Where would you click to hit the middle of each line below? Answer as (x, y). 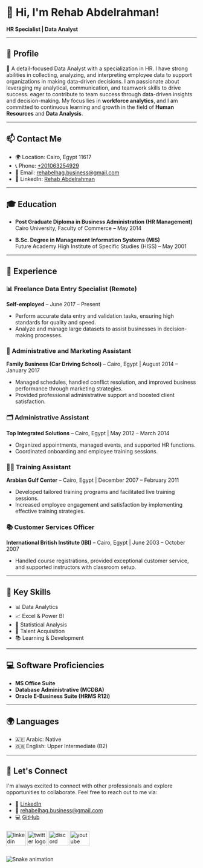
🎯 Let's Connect (37, 771)
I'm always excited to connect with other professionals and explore (90, 786)
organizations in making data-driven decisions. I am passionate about (93, 81)
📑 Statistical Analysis (41, 625)
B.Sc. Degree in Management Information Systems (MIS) (87, 240)
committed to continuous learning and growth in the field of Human (90, 107)
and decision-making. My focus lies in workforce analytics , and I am (92, 100)
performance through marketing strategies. (69, 389)
